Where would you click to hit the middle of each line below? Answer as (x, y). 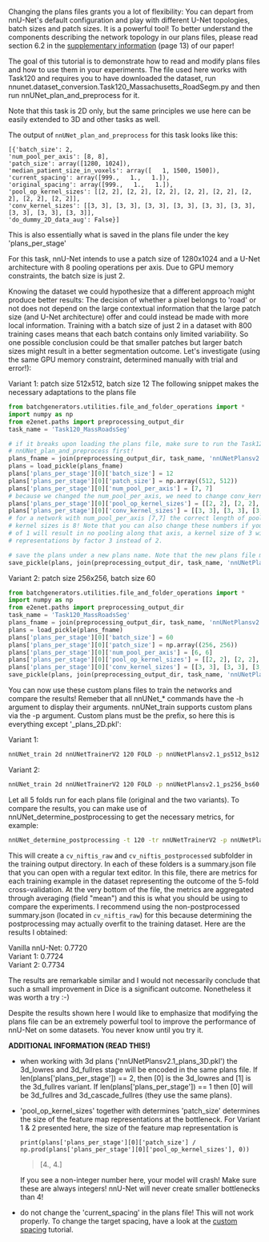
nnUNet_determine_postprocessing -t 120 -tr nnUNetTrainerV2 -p (118, 840)
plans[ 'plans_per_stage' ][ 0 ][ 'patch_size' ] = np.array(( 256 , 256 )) (123, 645)
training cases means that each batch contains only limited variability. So (128, 334)
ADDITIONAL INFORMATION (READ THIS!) (79, 1045)
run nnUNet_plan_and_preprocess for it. (74, 95)
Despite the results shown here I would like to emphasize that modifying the (133, 1013)
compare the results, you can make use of (78, 808)
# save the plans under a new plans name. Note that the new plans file (132, 555)
